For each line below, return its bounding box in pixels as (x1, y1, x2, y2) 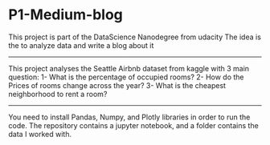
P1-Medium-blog (8, 6, 123, 24)
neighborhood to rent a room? (8, 89, 108, 99)
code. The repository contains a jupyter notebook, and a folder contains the (8, 120, 259, 130)
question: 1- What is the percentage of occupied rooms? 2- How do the (8, 72, 244, 82)
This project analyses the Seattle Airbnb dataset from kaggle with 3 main (8, 63, 250, 73)
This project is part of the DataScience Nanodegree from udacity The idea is (8, 32, 261, 42)
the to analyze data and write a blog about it (8, 40, 154, 50)
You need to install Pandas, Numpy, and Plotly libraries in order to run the (8, 112, 251, 122)
